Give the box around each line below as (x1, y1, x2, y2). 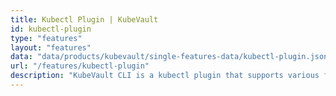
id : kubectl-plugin (10, 24, 92, 34)
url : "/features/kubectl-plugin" (10, 61, 150, 71)
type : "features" (10, 33, 83, 43)
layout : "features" (10, 42, 92, 53)
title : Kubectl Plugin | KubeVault (10, 14, 159, 25)
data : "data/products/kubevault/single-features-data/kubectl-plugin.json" (10, 52, 333, 62)
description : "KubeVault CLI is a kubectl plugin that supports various (10, 71, 320, 81)
